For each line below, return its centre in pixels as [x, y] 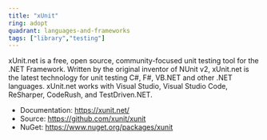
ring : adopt [28, 23]
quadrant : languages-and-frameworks [69, 30]
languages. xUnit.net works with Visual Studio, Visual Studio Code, [118, 86]
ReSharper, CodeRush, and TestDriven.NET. [81, 95]
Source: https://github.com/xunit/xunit [83, 119]
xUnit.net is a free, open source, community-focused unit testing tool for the [134, 61]
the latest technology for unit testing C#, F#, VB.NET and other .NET [121, 78]
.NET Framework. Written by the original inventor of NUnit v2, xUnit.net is [129, 70]
